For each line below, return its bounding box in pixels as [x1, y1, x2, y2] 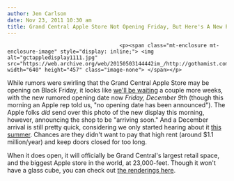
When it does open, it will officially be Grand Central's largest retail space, [7, 151, 220, 160]
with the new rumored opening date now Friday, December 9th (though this [7, 93, 224, 102]
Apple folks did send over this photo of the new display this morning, [7, 109, 205, 117]
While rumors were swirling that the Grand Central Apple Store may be [7, 79, 210, 87]
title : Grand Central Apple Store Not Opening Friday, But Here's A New [7, 23, 223, 30]
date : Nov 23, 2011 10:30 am [7, 17, 92, 24]
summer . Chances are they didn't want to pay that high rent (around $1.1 [7, 130, 214, 139]
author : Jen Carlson [7, 10, 68, 17]
